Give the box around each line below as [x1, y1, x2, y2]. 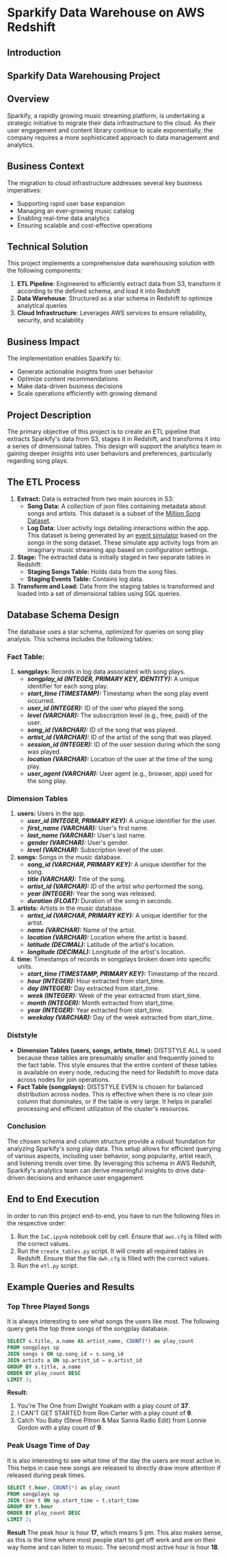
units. [16, 962, 33, 971]
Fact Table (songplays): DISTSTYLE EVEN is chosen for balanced [16, 1082, 204, 1091]
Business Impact [7, 336, 80, 348]
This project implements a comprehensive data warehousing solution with [7, 259, 215, 267]
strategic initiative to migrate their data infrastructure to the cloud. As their [7, 119, 216, 127]
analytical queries [16, 302, 67, 310]
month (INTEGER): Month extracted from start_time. [27, 999, 175, 1007]
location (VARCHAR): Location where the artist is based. [27, 933, 188, 942]
